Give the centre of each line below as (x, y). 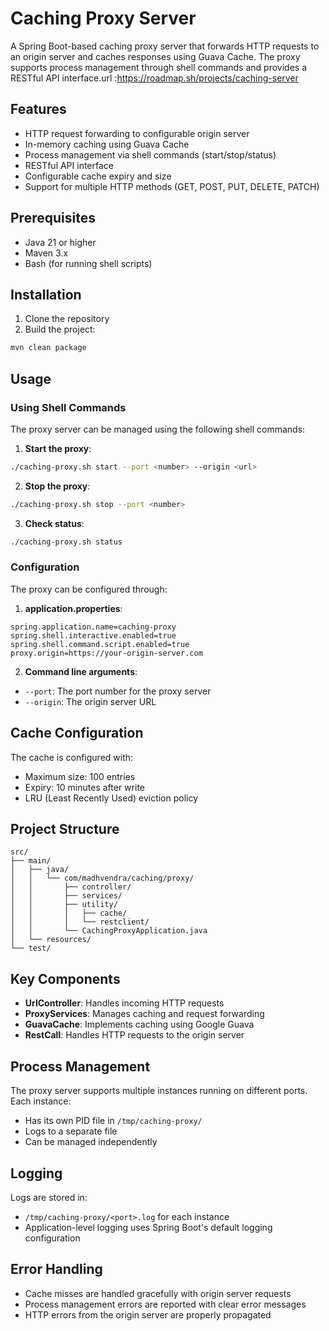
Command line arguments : (81, 671)
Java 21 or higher (60, 242)
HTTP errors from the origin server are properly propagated (148, 1314)
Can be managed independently (91, 1142)
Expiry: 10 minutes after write (84, 787)
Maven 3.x (46, 253)
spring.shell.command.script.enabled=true (100, 644)
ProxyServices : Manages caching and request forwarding (144, 1014)
